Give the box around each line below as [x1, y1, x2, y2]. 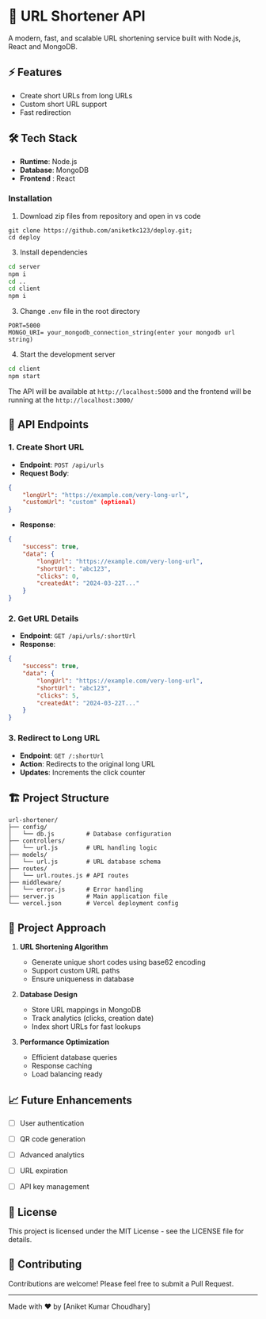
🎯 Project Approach [8, 921, 107, 935]
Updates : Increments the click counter [19, 767, 146, 777]
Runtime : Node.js [19, 156, 78, 166]
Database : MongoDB [19, 165, 89, 174]
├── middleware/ [8, 879, 62, 887]
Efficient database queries [31, 1053, 117, 1062]
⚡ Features [8, 66, 63, 79]
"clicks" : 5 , [36, 691, 80, 700]
